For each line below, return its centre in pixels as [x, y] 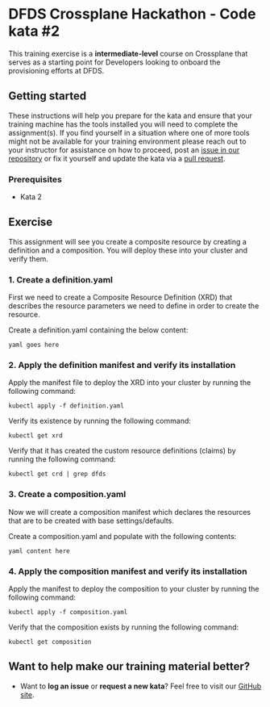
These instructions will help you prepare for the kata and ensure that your [130, 115]
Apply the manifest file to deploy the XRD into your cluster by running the [130, 383]
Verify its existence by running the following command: [100, 421]
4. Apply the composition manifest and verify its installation [128, 571]
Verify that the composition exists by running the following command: [124, 627]
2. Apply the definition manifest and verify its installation [122, 366]
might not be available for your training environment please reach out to [127, 141]
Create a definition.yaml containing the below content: [98, 330]
